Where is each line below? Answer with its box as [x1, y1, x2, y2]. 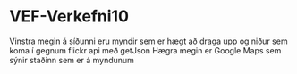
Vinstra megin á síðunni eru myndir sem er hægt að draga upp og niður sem [9, 36, 288, 46]
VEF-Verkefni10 [9, 6, 130, 27]
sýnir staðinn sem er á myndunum [9, 54, 134, 65]
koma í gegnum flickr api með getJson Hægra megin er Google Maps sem [9, 45, 282, 55]
